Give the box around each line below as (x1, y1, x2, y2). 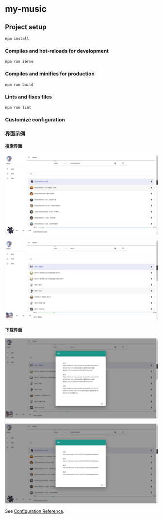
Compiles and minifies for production (5, 71, 95, 77)
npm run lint (5, 105, 32, 110)
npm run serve (5, 59, 34, 64)
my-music (5, 3, 47, 15)
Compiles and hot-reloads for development (5, 47, 109, 54)
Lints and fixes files (5, 93, 52, 100)
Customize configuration (5, 116, 65, 123)
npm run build (5, 82, 34, 87)
